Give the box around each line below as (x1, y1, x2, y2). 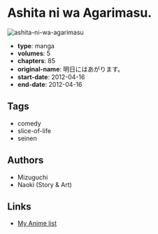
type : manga (17, 41, 55, 50)
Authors (7, 154, 44, 166)
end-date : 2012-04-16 (17, 80, 82, 88)
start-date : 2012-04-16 (17, 72, 85, 81)
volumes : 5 (17, 49, 51, 57)
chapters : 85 (17, 56, 56, 64)
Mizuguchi (17, 173, 48, 181)
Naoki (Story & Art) (17, 180, 72, 188)
